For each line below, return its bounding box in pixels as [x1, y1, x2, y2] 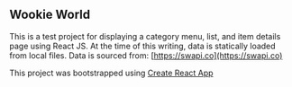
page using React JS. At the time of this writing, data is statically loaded [9, 40, 277, 51]
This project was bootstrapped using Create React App [9, 67, 214, 78]
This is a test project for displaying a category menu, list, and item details [9, 30, 281, 41]
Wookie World [9, 7, 91, 22]
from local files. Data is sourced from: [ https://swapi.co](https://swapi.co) [9, 49, 283, 61]
